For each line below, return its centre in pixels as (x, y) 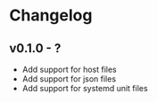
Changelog (51, 16)
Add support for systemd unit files (85, 88)
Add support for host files (70, 69)
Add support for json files (69, 79)
